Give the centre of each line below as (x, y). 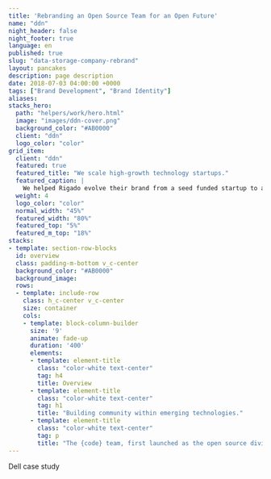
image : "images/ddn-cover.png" (68, 121)
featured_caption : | (50, 181)
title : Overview (65, 383)
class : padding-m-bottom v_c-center (77, 263)
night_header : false (43, 31)
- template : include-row (57, 294)
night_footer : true (41, 38)
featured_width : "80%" (54, 219)
